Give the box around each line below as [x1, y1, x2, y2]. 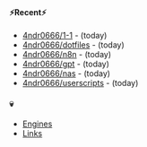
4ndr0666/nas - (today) [22, 68, 110, 79]
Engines [22, 118, 53, 129]
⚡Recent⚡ [9, 6, 47, 17]
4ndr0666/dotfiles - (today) [22, 39, 125, 50]
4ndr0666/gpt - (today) [22, 58, 110, 70]
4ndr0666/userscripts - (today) [22, 78, 139, 89]
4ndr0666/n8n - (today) [22, 49, 112, 60]
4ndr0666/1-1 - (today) [22, 30, 108, 41]
